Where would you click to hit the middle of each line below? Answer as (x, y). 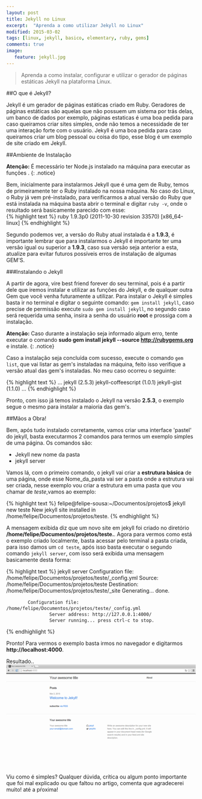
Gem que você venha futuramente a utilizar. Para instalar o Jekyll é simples (99, 296)
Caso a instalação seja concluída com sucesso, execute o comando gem (95, 357)
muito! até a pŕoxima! (32, 790)
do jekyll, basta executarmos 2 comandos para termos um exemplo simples (100, 436)
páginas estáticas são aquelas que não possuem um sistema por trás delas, (100, 111)
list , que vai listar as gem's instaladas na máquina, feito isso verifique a (96, 364)
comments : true (25, 45)
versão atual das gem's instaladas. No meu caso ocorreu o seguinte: (91, 371)
